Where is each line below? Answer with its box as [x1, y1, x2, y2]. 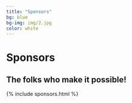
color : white [6, 25, 39, 32]
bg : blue [6, 14, 28, 20]
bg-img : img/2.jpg [6, 20, 52, 26]
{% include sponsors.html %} [6, 90, 79, 98]
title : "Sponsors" [6, 8, 52, 15]
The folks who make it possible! [6, 74, 127, 85]
